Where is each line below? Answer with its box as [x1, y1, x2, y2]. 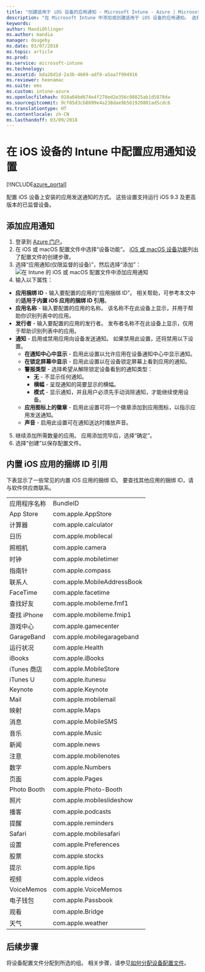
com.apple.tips [52, 863, 96, 871]
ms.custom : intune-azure [6, 89, 70, 95]
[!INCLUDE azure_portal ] [6, 181, 67, 188]
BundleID [52, 499, 79, 507]
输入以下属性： [15, 276, 53, 283]
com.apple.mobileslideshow [52, 796, 133, 804]
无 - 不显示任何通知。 [33, 373, 87, 380]
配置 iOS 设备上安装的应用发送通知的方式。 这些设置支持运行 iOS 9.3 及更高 [6, 194, 196, 201]
